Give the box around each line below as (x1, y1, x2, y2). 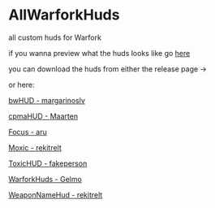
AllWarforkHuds (8, 6, 120, 24)
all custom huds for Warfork (8, 32, 101, 42)
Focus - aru (8, 127, 47, 136)
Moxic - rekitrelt (8, 142, 62, 152)
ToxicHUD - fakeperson (8, 158, 88, 168)
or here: (8, 80, 35, 89)
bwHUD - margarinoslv (8, 95, 85, 105)
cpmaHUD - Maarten (8, 111, 79, 121)
